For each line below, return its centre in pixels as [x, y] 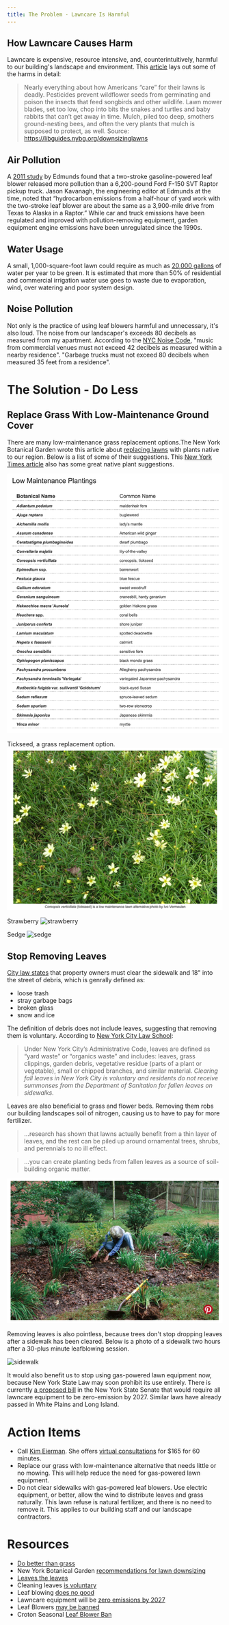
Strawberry [23, 921]
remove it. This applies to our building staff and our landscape [104, 1510]
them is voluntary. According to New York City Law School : [90, 1036]
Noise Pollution [40, 309]
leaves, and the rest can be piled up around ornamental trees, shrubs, [122, 1141]
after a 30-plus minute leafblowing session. [68, 1349]
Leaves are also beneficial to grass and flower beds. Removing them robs [110, 1106]
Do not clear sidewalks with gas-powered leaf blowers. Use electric [112, 1488]
